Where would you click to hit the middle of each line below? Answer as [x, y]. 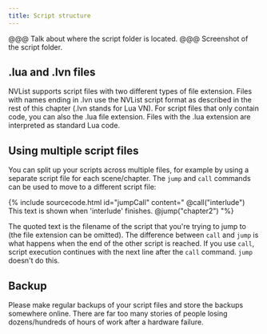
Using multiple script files [74, 150]
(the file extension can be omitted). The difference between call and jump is [133, 235]
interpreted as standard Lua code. [64, 126]
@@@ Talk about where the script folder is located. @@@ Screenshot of [128, 38]
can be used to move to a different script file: [82, 187]
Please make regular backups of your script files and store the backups [126, 305]
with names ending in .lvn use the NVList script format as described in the [130, 100]
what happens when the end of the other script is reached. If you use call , [131, 243]
